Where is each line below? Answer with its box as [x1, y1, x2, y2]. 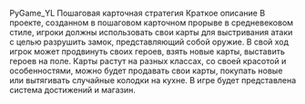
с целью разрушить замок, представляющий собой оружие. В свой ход [9, 36, 290, 47]
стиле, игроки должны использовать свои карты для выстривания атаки [9, 27, 293, 37]
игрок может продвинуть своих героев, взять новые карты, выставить [9, 46, 285, 57]
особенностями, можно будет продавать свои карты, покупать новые [9, 65, 283, 76]
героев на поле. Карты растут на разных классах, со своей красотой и [9, 56, 287, 66]
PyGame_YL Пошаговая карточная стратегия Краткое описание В [9, 8, 266, 18]
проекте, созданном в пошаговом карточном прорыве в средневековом [9, 17, 294, 28]
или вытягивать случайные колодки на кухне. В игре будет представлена [9, 75, 297, 85]
